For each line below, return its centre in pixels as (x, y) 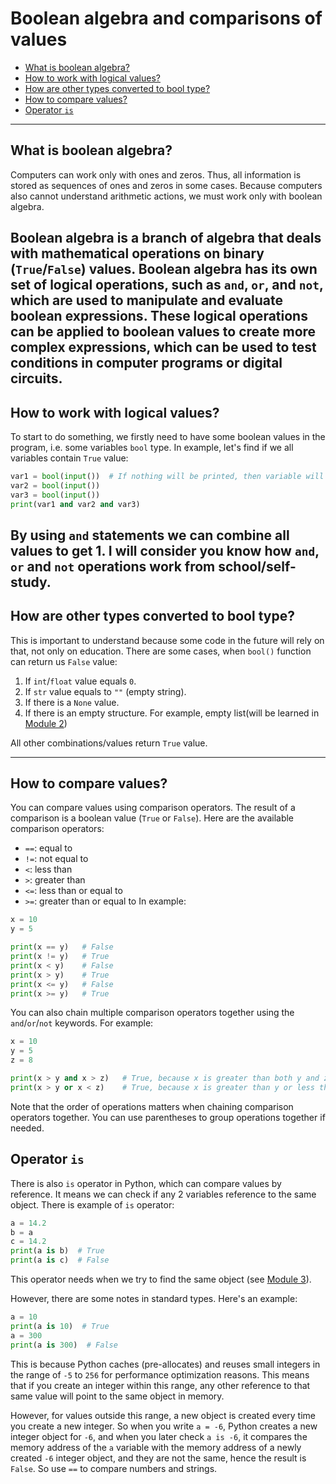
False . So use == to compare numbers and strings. (114, 1468)
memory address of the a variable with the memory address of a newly (156, 1447)
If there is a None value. (72, 702)
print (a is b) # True (57, 1251)
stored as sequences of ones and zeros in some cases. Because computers (166, 185)
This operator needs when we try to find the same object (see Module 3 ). (161, 1279)
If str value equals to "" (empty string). (105, 691)
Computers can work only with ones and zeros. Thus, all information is (156, 174)
